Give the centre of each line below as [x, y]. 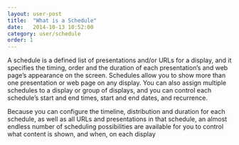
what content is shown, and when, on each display [81, 134]
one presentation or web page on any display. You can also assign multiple [117, 83]
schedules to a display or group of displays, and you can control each [110, 91]
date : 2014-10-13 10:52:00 [51, 27]
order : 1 [20, 40]
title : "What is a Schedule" [52, 21]
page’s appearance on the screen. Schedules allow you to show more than [117, 76]
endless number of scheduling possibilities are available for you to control [116, 127]
